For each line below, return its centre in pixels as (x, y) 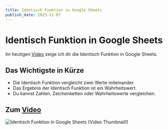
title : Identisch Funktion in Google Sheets (54, 10)
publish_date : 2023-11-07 (33, 15)
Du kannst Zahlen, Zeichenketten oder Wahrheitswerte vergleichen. (84, 94)
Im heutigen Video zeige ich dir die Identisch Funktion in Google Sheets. (81, 54)
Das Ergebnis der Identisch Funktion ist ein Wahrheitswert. (75, 88)
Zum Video (23, 110)
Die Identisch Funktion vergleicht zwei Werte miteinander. (74, 83)
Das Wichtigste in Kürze (45, 70)
